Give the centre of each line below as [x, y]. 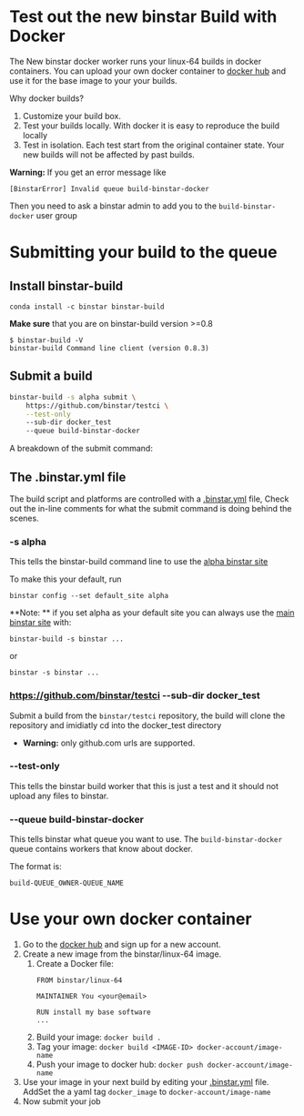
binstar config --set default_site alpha [89, 596]
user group [56, 215]
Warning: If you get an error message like [88, 172]
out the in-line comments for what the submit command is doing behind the [151, 508]
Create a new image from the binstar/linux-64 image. [122, 954]
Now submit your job [62, 1101]
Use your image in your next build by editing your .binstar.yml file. [146, 1082]
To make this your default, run [66, 579]
